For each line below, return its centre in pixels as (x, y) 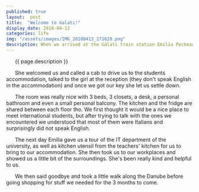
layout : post (24, 17)
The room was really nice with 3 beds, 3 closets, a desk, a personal (97, 97)
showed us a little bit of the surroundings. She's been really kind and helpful (99, 158)
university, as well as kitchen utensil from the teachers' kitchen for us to (94, 146)
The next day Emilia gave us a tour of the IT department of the (91, 139)
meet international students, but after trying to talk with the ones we (89, 115)
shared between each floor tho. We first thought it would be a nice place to (98, 109)
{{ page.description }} (41, 61)
